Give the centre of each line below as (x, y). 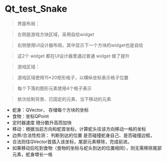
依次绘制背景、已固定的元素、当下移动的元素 (64, 99)
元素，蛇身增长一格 (32, 154)
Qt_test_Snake (36, 9)
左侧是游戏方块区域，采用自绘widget (56, 34)
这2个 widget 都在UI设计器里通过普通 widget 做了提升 (73, 56)
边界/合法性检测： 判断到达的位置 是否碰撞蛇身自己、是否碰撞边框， (83, 135)
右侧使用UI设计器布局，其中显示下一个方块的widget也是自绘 (80, 45)
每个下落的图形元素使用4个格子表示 (54, 88)
